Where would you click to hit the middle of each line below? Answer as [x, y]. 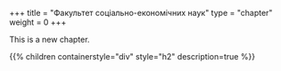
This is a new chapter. [50, 39]
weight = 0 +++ [38, 22]
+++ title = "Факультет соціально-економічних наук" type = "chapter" [141, 13]
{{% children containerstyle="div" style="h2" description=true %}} [132, 56]
